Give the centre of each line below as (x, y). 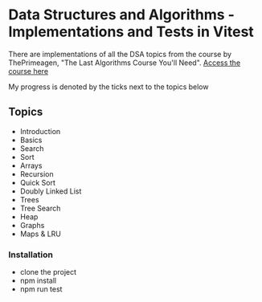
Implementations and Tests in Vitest (131, 32)
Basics (31, 140)
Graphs (32, 225)
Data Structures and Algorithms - (122, 15)
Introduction (40, 131)
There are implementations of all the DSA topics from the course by (120, 54)
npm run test (41, 289)
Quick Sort (38, 182)
